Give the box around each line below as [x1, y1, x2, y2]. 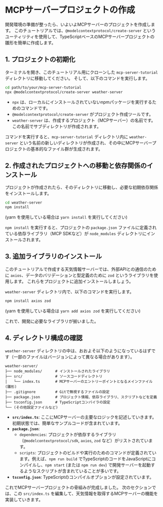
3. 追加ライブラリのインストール [5, 252, 102, 261]
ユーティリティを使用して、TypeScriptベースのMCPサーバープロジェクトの [5, 34, 155, 39]
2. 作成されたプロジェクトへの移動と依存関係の [5, 161, 147, 169]
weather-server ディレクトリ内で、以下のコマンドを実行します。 [5, 288, 134, 295]
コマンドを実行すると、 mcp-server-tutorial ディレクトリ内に [5, 133, 128, 139]
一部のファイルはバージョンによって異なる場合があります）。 [13, 354, 135, 359]
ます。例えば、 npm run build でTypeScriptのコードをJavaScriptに [19, 456, 152, 462]
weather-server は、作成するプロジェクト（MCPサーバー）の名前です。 [12, 117, 156, 123]
